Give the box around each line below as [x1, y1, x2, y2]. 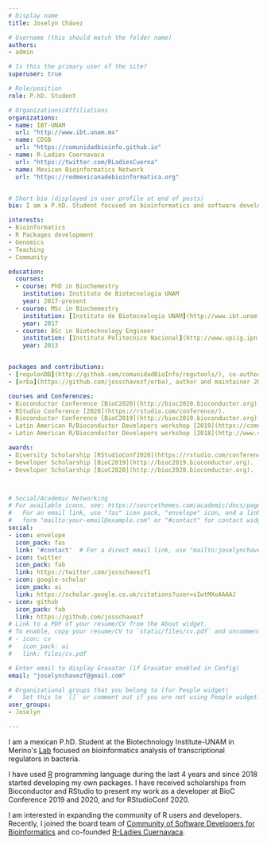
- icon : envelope [8, 531, 66, 539]
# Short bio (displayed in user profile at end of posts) [8, 194, 204, 202]
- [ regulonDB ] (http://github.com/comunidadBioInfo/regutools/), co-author [8, 371, 261, 379]
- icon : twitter [8, 553, 62, 562]
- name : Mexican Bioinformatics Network [8, 165, 145, 174]
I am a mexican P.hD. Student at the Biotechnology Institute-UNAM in [8, 736, 234, 746]
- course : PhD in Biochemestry [15, 282, 119, 291]
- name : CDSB [8, 136, 52, 144]
